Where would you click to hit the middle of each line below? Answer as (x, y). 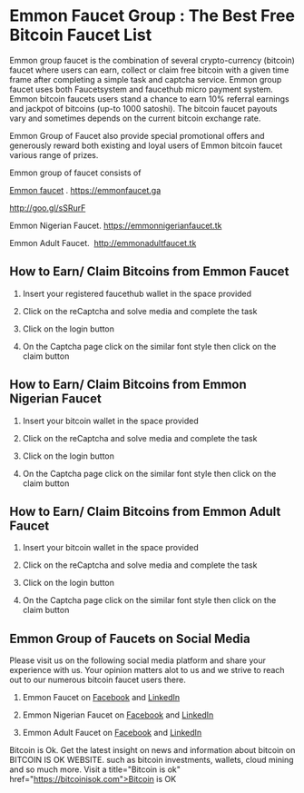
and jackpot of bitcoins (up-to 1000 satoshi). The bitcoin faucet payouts (143, 108)
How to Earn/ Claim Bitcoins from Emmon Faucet (149, 272)
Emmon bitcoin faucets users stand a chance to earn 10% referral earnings (149, 99)
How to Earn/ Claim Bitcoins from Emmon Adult (145, 511)
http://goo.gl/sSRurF (48, 208)
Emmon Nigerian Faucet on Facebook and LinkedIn (118, 715)
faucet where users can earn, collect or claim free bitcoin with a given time (149, 70)
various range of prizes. (54, 154)
